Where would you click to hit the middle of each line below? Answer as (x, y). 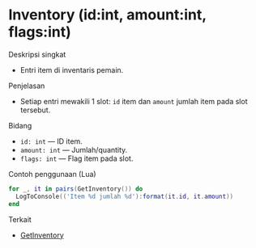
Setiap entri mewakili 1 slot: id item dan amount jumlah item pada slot (134, 101)
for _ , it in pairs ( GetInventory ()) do (76, 189)
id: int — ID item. (51, 141)
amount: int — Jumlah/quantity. (74, 149)
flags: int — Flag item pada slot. (77, 158)
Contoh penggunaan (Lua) (52, 174)
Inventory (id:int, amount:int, (107, 15)
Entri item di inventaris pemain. (72, 69)
